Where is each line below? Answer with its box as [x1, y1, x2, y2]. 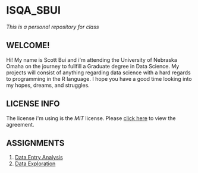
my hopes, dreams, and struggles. [6, 81, 90, 89]
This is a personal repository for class [6, 23, 99, 30]
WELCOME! [6, 40, 50, 51]
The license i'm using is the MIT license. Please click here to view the [6, 114, 176, 122]
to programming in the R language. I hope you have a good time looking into [6, 75, 192, 82]
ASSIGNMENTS [6, 138, 65, 148]
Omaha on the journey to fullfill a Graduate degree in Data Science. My [6, 62, 180, 70]
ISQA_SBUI [6, 4, 61, 17]
